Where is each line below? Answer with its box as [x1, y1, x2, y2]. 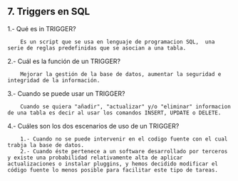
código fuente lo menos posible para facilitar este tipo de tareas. [7, 166, 219, 173]
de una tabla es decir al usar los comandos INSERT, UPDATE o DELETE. [7, 109, 222, 116]
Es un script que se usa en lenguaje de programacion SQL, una [20, 38, 215, 45]
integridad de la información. [7, 77, 100, 84]
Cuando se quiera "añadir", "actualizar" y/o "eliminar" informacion [20, 103, 232, 110]
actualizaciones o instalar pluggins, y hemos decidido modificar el [7, 160, 219, 168]
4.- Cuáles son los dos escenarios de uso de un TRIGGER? [7, 121, 180, 130]
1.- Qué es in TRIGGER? [7, 24, 76, 33]
